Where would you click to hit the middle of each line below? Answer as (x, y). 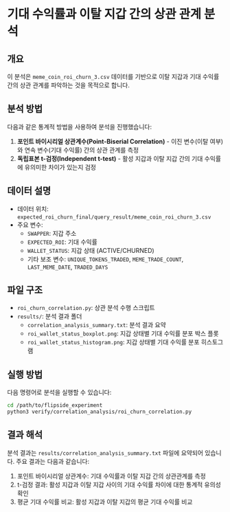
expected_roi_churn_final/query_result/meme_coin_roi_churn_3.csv (114, 217)
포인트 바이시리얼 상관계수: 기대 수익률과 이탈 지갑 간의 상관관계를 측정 (111, 476)
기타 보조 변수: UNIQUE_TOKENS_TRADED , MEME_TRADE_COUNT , (105, 259)
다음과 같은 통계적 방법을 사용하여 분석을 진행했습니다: (80, 126)
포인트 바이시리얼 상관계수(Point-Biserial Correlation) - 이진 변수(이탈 (113, 141)
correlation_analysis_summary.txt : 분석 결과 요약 (96, 325)
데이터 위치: (33, 209)
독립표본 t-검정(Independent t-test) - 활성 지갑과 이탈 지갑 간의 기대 (110, 158)
